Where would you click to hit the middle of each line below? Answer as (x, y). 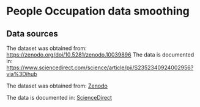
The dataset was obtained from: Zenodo (57, 86)
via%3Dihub (22, 74)
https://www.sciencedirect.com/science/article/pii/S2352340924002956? (100, 67)
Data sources (32, 34)
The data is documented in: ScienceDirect (59, 98)
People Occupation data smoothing (98, 11)
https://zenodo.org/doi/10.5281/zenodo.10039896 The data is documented (100, 55)
